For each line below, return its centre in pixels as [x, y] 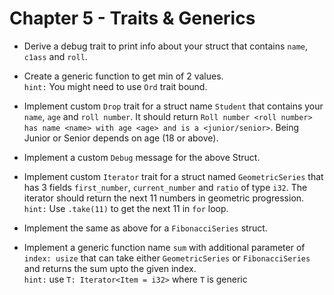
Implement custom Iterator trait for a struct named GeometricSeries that [173, 176]
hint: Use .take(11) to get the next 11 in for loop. [126, 208]
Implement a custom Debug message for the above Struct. [142, 157]
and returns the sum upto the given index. [110, 268]
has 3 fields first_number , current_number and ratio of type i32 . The [165, 187]
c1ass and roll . [55, 56]
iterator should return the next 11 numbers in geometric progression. [164, 198]
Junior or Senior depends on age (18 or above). [121, 138]
